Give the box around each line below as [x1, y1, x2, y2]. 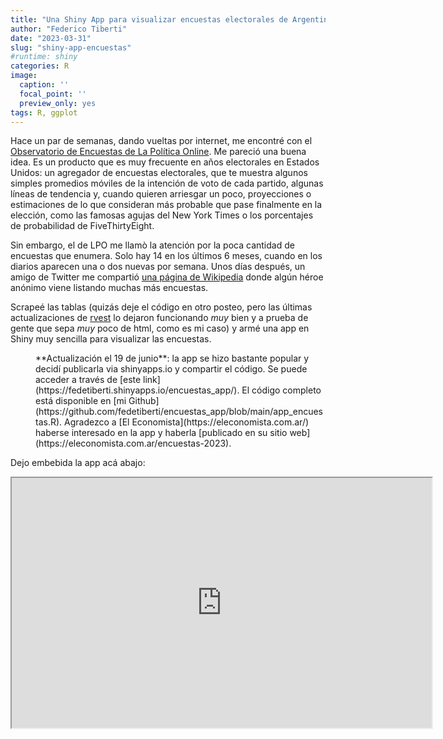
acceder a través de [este [35, 374, 142, 386]
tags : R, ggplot [10, 107, 78, 118]
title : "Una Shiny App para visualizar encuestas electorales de [10, 14, 288, 25]
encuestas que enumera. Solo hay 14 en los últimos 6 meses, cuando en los [10, 250, 323, 262]
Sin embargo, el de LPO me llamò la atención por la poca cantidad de [10, 239, 295, 251]
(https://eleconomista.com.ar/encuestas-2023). [35, 437, 232, 450]
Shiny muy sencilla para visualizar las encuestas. [10, 333, 212, 345]
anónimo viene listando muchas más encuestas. [10, 282, 209, 294]
